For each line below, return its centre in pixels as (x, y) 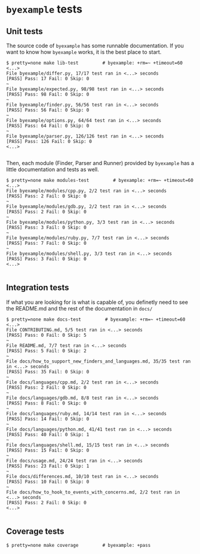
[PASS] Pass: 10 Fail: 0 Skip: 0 (48, 482)
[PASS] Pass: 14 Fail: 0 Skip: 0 (48, 419)
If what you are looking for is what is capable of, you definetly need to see (97, 302)
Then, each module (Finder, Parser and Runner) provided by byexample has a (100, 163)
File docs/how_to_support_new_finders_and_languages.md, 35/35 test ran (99, 361)
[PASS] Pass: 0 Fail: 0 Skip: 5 (46, 335)
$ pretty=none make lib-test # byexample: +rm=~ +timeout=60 (95, 63)
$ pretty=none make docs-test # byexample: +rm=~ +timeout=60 (96, 319)
